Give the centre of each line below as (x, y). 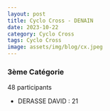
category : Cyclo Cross (41, 34)
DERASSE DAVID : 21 (48, 101)
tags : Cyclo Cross (34, 41)
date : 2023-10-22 (33, 27)
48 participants (29, 88)
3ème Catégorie (36, 72)
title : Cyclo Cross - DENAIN (50, 21)
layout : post (27, 14)
